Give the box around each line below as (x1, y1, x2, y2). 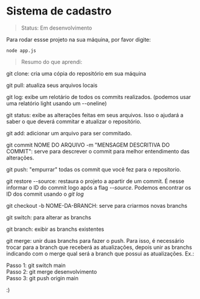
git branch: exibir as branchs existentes (6, 225, 105, 233)
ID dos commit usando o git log (6, 190, 84, 198)
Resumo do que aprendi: (21, 58, 83, 65)
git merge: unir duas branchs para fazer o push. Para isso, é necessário (6, 237, 184, 244)
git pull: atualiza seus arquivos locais (6, 82, 98, 89)
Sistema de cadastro (6, 4, 112, 18)
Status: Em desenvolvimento (21, 24, 92, 31)
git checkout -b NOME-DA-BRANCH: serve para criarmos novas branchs (6, 202, 187, 209)
